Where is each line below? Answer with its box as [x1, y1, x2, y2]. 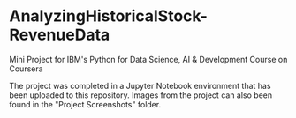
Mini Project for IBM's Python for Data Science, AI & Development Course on [9, 54, 288, 64]
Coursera [9, 63, 43, 74]
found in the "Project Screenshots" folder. [9, 99, 162, 109]
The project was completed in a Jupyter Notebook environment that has [9, 80, 271, 91]
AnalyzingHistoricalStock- [9, 6, 208, 26]
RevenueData [9, 25, 110, 45]
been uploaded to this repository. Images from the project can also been [9, 90, 272, 100]
